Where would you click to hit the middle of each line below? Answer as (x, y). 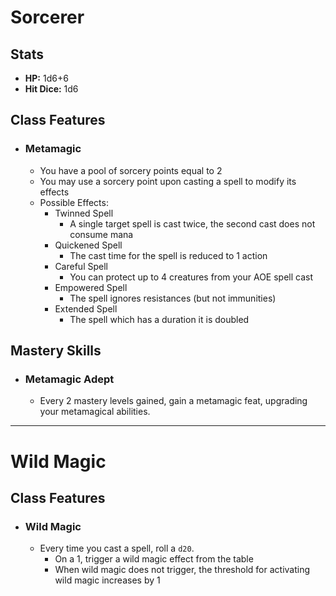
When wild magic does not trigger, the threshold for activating (182, 570)
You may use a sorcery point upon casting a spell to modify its (168, 181)
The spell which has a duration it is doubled (159, 319)
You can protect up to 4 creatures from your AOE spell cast (191, 277)
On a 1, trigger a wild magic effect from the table (154, 559)
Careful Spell (81, 266)
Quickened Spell (88, 245)
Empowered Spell (91, 287)
